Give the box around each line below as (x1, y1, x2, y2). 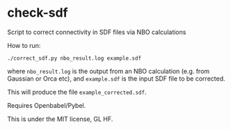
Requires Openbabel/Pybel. (7, 101, 86, 109)
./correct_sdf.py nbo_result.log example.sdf (7, 54, 141, 62)
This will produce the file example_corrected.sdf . (7, 88, 147, 96)
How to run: (7, 41, 41, 49)
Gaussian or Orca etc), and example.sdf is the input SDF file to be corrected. (7, 74, 225, 83)
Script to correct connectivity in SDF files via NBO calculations (7, 28, 186, 36)
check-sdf (7, 5, 68, 21)
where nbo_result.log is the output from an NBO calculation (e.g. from (7, 67, 210, 75)
